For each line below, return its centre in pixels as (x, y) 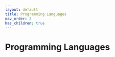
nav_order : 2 (18, 19)
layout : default (22, 9)
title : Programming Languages (36, 14)
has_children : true (25, 23)
